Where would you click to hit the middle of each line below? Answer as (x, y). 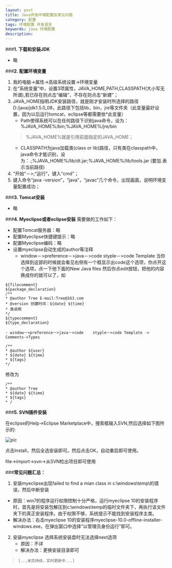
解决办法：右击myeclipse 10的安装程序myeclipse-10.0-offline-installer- (88, 520)
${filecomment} (22, 285)
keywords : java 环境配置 (30, 29)
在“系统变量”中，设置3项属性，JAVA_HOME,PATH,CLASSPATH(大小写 (87, 88)
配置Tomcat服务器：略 (36, 230)
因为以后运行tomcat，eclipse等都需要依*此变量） (74, 114)
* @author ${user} (25, 351)
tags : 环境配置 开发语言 (29, 24)
